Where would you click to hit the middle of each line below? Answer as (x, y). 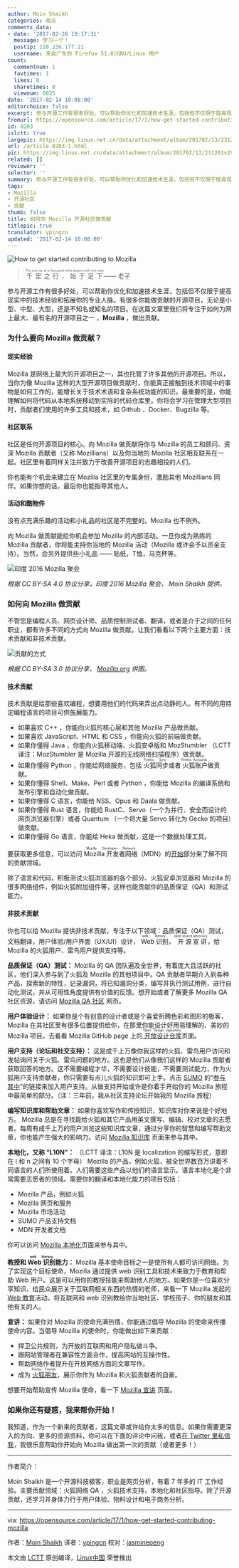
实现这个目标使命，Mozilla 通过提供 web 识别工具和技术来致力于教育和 (117, 1270)
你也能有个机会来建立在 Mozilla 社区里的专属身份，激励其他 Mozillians (110, 477)
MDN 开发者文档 (42, 1229)
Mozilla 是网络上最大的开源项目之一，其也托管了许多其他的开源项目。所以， (118, 374)
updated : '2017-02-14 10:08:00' (55, 239)
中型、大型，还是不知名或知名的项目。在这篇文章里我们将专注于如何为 (122, 309)
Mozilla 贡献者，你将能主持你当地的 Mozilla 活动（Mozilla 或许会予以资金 (114, 544)
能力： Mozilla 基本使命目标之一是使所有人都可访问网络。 (139, 1262)
